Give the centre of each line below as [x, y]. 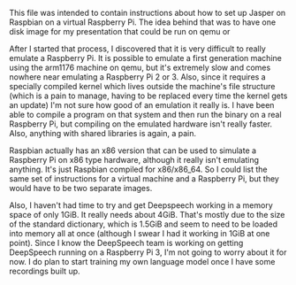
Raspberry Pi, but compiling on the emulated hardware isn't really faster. [140, 124]
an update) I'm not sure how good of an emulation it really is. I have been [142, 105]
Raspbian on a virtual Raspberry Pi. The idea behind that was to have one [143, 22]
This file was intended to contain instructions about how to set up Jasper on [148, 13]
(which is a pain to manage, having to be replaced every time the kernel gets [148, 96]
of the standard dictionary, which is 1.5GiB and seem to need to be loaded [144, 224]
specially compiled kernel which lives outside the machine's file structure [142, 86]
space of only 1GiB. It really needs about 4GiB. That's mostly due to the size [147, 215]
